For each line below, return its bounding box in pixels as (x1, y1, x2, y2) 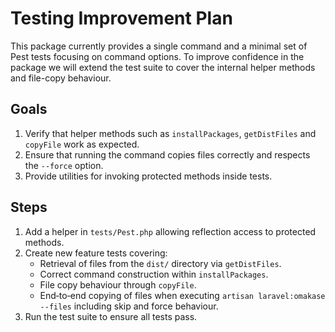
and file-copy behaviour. (10, 72, 112, 84)
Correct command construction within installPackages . (39, 268, 269, 280)
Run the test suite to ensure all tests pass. (24, 310, 198, 322)
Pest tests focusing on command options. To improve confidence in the (10, 50, 305, 62)
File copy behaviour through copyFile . (39, 278, 197, 291)
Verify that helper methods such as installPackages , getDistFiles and (24, 127, 317, 139)
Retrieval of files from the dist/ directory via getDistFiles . (39, 257, 282, 269)
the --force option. (24, 159, 104, 171)
